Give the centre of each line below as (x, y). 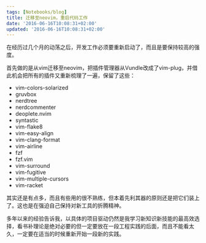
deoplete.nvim (33, 114)
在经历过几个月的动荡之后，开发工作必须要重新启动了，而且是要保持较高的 (100, 47)
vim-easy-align (34, 133)
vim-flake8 (29, 127)
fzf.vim (24, 159)
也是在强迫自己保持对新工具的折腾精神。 (73, 206)
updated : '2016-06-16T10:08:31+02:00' (56, 29)
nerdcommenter (36, 107)
